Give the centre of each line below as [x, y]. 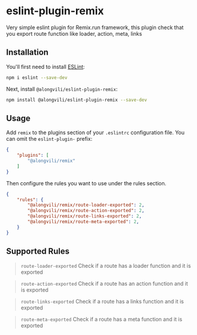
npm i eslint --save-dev [37, 78]
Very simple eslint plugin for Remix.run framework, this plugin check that [95, 27]
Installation [27, 53]
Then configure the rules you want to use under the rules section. [86, 183]
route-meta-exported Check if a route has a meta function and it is [101, 319]
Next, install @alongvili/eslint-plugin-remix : [62, 89]
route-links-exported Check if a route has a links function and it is [102, 301]
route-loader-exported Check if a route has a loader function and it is [106, 266]
